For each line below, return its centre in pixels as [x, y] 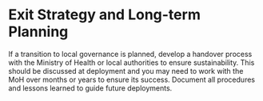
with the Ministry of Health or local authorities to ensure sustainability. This [131, 63]
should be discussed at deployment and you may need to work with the [126, 71]
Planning [38, 32]
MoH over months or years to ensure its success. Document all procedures [132, 79]
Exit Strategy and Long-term [105, 15]
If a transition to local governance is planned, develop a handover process [130, 54]
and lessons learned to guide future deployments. [90, 88]
